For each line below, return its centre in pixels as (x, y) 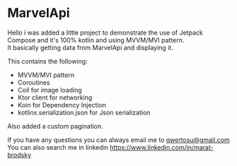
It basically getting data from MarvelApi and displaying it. (90, 47)
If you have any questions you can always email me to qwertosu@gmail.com (118, 140)
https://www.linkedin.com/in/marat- (161, 147)
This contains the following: (47, 61)
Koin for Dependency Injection (62, 105)
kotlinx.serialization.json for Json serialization (84, 112)
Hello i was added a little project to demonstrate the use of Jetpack (105, 32)
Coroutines (34, 82)
